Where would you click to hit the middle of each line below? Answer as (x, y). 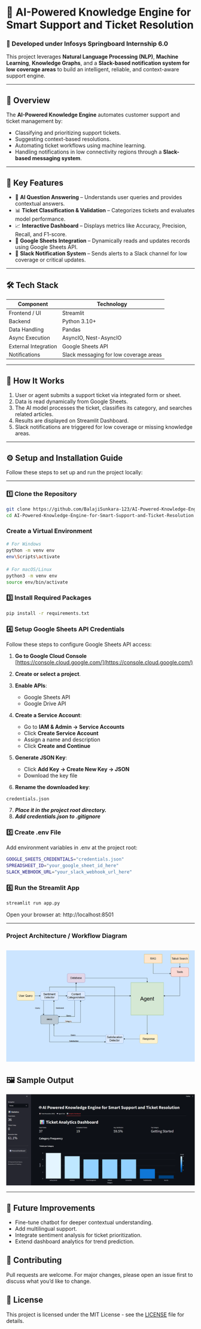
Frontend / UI (25, 313)
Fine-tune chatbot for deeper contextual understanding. (84, 1222)
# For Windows (24, 544)
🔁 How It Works (35, 381)
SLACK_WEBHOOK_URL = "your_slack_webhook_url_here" (69, 872)
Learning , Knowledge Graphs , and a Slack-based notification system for (98, 63)
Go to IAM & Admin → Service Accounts (74, 727)
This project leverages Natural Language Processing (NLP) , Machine (92, 57)
